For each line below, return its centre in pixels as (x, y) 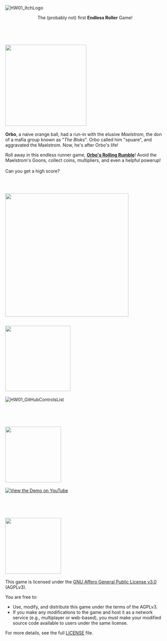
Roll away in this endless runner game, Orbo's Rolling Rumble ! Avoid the (81, 155)
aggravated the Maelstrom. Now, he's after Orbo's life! (62, 145)
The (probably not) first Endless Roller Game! (85, 17)
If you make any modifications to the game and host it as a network (83, 612)
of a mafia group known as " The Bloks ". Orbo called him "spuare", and (78, 139)
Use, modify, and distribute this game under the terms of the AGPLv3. (85, 607)
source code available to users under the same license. (70, 623)
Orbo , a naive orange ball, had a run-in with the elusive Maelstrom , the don (83, 134)
